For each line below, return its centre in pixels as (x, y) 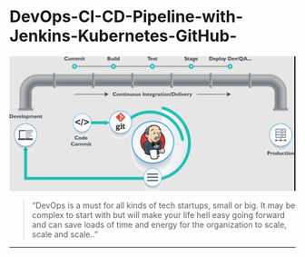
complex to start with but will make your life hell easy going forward (158, 214)
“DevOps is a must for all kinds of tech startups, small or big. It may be (163, 205)
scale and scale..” (64, 234)
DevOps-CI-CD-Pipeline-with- (126, 17)
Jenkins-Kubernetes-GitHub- (123, 36)
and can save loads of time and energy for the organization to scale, (159, 224)
